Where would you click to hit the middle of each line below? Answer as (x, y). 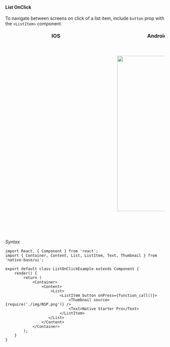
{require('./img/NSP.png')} (35, 304)
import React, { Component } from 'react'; (52, 251)
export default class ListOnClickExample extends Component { (72, 269)
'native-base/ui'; (25, 260)
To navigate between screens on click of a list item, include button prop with (85, 18)
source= (101, 300)
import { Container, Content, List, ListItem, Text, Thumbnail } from (81, 256)
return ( (33, 278)
